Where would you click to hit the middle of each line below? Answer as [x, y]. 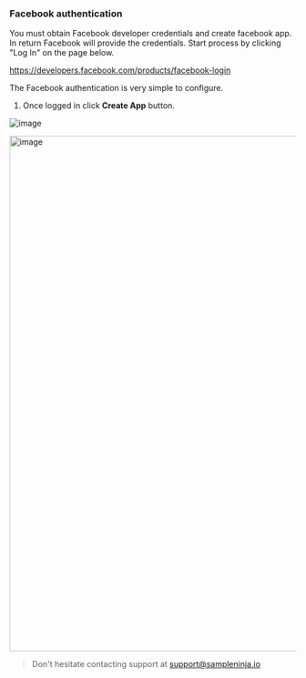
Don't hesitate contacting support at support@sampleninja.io [146, 664]
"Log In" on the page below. [62, 53]
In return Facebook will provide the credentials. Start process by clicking [145, 43]
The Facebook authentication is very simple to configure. [117, 88]
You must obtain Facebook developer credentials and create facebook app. [151, 34]
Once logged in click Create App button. [99, 106]
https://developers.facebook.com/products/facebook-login [120, 70]
